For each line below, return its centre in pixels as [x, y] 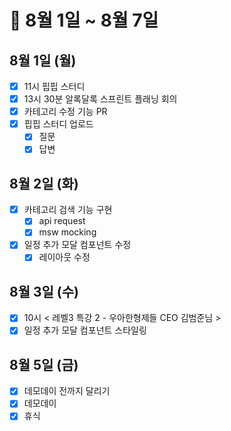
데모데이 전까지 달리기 [67, 391]
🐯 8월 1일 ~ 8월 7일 [84, 20]
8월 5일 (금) [44, 364]
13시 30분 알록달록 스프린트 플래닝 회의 [100, 99]
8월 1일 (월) [43, 60]
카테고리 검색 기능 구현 [68, 210]
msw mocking [67, 232]
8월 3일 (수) [44, 291]
